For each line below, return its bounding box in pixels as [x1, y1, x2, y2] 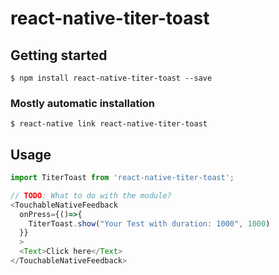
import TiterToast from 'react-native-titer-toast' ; [10, 173, 235, 183]
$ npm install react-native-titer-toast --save [10, 73, 213, 83]
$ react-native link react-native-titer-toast [10, 119, 208, 129]
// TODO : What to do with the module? [10, 190, 172, 201]
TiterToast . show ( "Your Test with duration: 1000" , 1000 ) [28, 218, 271, 229]
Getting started [10, 47, 108, 64]
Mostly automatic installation [10, 96, 156, 110]
